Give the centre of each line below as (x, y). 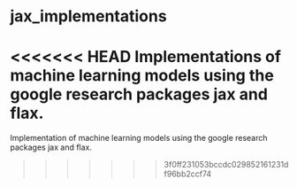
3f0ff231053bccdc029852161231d (226, 165)
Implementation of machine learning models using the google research (139, 138)
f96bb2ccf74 (188, 174)
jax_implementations (88, 16)
